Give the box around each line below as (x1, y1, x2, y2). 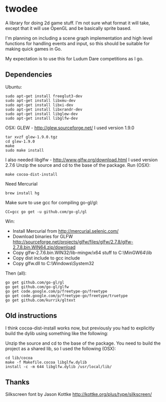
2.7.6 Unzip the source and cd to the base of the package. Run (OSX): (5, 162, 151, 168)
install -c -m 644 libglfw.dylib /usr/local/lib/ (5, 364, 112, 369)
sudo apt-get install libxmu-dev (5, 98, 76, 103)
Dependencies (5, 70, 52, 79)
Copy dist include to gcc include (12, 254, 80, 261)
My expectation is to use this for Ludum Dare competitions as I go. (5, 55, 144, 61)
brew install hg (5, 191, 39, 196)
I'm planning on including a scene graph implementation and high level (5, 35, 153, 41)
